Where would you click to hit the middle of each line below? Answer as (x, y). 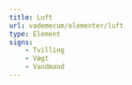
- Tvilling (45, 50)
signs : (21, 42)
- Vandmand (45, 67)
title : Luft (31, 17)
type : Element (35, 34)
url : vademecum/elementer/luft (66, 26)
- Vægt (37, 58)
